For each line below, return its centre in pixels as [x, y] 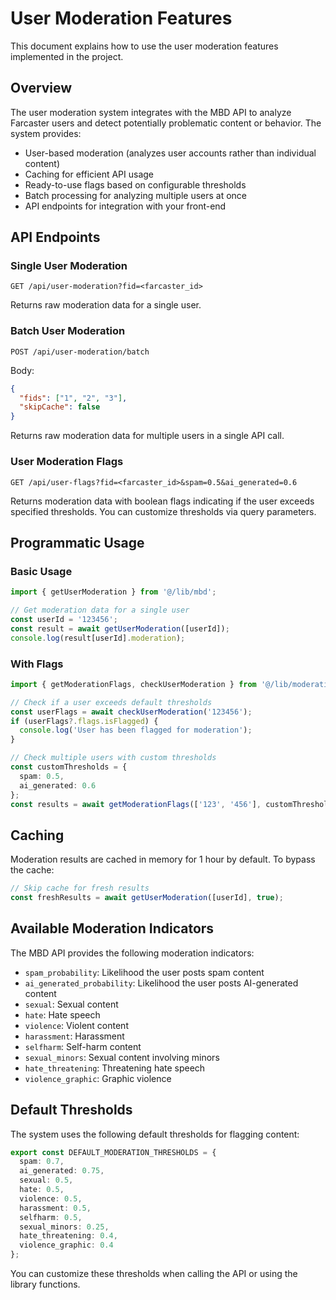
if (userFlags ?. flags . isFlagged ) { [84, 721]
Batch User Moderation [68, 331]
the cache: [32, 870]
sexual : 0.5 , [46, 1180]
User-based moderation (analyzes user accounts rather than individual [170, 153]
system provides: [46, 133]
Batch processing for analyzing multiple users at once [136, 195]
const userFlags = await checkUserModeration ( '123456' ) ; [131, 712]
